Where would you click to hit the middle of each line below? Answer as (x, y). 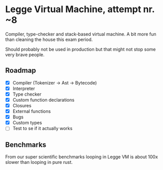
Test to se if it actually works (42, 129)
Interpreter (24, 88)
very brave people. (25, 55)
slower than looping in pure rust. (39, 162)
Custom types (27, 123)
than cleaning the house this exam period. (49, 39)
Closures (22, 105)
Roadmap (21, 71)
